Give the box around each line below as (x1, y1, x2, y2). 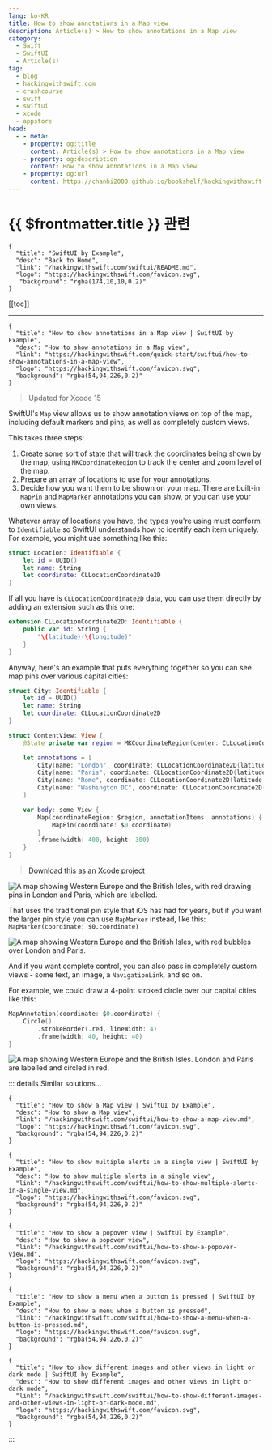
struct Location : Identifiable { (8, 548, 121, 557)
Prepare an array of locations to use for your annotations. (19, 474, 212, 484)
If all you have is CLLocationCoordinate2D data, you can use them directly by (8, 593, 261, 603)
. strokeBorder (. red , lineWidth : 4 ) (37, 1025, 158, 1033)
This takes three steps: (8, 432, 85, 442)
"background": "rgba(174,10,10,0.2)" (19, 277, 147, 286)
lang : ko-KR (8, 11, 49, 20)
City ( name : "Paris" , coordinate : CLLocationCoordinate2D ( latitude (37, 768, 266, 777)
